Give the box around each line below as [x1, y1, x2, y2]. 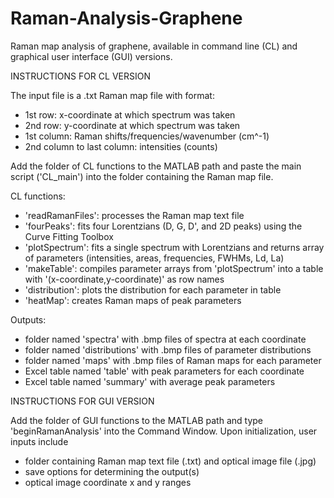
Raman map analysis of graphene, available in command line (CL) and [10, 40, 298, 52]
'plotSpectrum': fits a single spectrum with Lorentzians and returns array [24, 241, 325, 253]
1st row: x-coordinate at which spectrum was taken [24, 108, 236, 121]
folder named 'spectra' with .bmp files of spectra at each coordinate [24, 333, 307, 345]
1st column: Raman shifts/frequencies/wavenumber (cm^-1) [24, 130, 270, 142]
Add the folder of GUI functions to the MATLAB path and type [10, 414, 263, 426]
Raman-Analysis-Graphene [10, 7, 243, 30]
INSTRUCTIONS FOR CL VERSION [10, 70, 151, 82]
